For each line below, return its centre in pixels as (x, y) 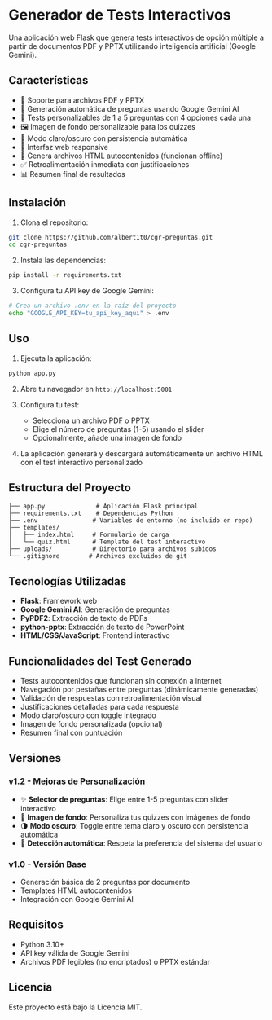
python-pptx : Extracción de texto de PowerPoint (102, 627)
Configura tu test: (50, 404)
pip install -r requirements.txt (65, 275)
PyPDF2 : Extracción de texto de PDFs (84, 618)
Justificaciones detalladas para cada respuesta (99, 707)
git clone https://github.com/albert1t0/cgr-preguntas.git (111, 237)
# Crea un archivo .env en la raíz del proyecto (92, 306)
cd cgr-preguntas (38, 245)
